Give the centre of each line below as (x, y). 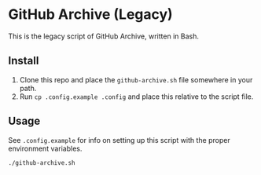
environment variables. (45, 148)
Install (24, 61)
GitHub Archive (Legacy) (90, 15)
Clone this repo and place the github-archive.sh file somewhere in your (136, 79)
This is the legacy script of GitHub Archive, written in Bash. (103, 36)
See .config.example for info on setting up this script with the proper (119, 140)
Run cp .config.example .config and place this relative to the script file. (136, 97)
